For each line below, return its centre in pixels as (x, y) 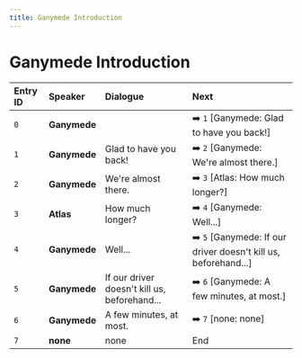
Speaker (67, 96)
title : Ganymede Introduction (66, 18)
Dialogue (124, 96)
